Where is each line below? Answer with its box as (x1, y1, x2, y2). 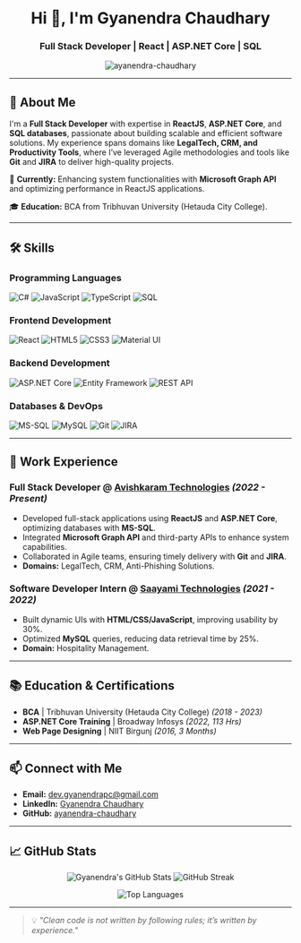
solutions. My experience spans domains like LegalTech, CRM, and (9, 138, 258, 149)
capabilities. (21, 541, 67, 552)
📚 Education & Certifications (9, 678, 175, 693)
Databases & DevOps (9, 399, 103, 412)
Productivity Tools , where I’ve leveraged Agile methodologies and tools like (9, 147, 289, 158)
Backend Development (9, 357, 110, 370)
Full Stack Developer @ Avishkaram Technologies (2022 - (9, 481, 266, 493)
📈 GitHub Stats (9, 844, 97, 859)
